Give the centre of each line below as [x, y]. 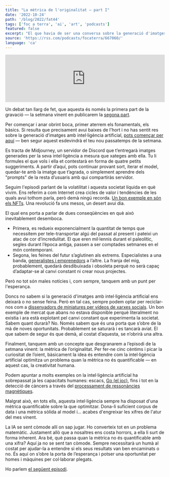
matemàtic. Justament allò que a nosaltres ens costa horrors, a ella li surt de [85, 432]
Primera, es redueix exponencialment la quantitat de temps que [79, 228]
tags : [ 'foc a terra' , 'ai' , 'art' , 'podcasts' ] [57, 24]
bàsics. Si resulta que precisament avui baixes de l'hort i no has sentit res [82, 130]
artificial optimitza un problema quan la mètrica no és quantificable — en [81, 360]
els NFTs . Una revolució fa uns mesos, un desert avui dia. [65, 203]
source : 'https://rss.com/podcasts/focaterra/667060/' [64, 38]
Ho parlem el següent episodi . [37, 469]
